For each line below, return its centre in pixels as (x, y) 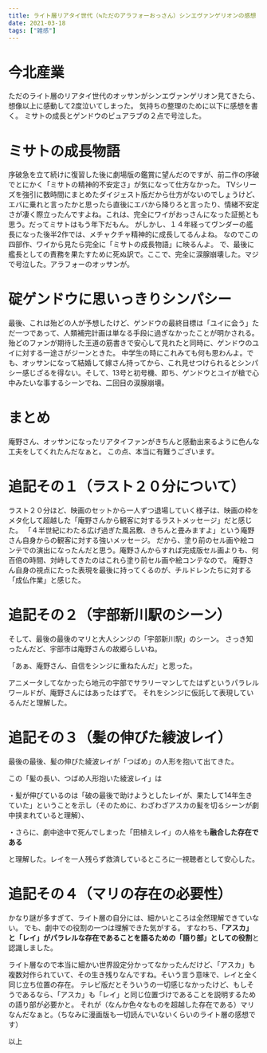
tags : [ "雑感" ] (32, 30)
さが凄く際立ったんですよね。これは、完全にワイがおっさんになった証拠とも (134, 214)
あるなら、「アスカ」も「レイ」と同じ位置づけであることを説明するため (139, 994)
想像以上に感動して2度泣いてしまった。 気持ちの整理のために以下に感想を (130, 106)
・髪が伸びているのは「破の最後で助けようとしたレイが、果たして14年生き (131, 795)
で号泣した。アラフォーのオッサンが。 (71, 265)
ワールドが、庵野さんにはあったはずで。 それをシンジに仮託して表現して (128, 693)
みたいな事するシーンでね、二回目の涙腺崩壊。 (92, 383)
